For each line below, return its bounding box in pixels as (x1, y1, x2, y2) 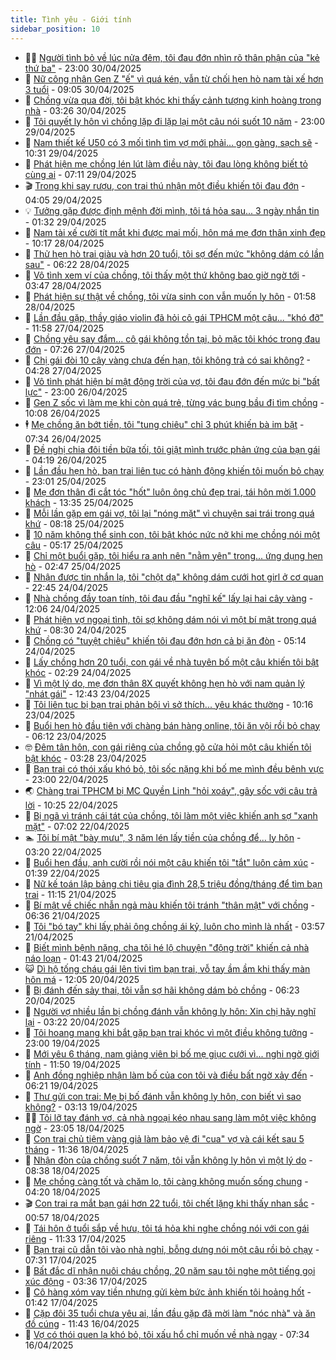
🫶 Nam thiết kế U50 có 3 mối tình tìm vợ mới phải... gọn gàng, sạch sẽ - (24, 136, 319, 148)
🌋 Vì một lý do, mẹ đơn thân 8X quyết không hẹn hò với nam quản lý (24, 677, 305, 689)
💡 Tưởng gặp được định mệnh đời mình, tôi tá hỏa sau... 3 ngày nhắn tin (24, 204, 320, 216)
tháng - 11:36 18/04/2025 (24, 1143, 129, 1155)
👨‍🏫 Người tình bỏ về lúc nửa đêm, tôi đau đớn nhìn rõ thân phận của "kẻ (24, 51, 320, 63)
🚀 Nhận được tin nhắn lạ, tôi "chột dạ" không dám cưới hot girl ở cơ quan (24, 571, 324, 583)
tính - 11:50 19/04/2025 (24, 1058, 121, 1070)
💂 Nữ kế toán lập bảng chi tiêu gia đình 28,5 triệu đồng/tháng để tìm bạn (24, 877, 323, 890)
